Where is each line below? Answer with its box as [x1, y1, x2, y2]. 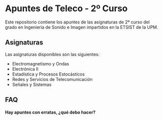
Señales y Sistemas [12, 81, 52, 87]
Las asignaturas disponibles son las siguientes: [5, 51, 100, 57]
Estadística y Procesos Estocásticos [12, 71, 85, 77]
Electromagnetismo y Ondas [12, 60, 69, 66]
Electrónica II [12, 66, 39, 72]
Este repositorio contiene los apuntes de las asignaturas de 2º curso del [5, 19, 150, 25]
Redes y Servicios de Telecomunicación [12, 76, 93, 82]
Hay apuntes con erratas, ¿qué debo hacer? [5, 109, 96, 115]
